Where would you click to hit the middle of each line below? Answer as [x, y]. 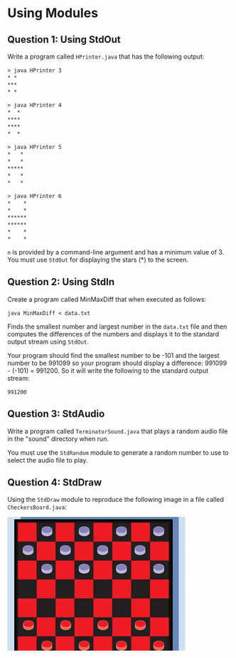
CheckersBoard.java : [37, 507]
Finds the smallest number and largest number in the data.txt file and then [117, 327]
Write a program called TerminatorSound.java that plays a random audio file [118, 431]
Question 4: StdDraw [55, 483]
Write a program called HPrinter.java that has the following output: [106, 56]
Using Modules [53, 13]
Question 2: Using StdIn [61, 282]
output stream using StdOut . [48, 341]
